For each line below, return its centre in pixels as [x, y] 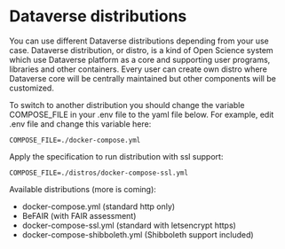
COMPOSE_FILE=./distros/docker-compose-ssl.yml [99, 173]
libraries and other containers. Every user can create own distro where [139, 69]
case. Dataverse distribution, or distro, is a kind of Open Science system [141, 50]
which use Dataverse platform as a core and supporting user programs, [140, 59]
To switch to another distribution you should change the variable [127, 105]
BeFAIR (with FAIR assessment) [79, 215]
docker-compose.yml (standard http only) [99, 206]
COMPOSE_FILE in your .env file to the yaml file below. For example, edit [142, 114]
